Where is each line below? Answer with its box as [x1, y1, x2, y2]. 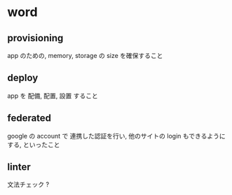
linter [7, 161, 32, 173]
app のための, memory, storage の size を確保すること [7, 52, 163, 59]
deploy [7, 72, 39, 84]
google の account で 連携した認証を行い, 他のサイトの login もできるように [7, 131, 226, 140]
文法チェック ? [7, 180, 50, 189]
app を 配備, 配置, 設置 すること [7, 92, 98, 100]
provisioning [7, 32, 64, 44]
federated [7, 113, 51, 124]
